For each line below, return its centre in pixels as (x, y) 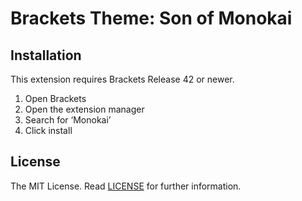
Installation (46, 55)
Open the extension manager (84, 109)
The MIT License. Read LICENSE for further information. (126, 186)
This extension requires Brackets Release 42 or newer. (122, 79)
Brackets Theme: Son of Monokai (151, 18)
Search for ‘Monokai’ (68, 120)
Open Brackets (55, 98)
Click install (48, 130)
